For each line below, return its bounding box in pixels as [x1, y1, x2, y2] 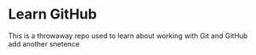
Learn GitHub [8, 5, 97, 23]
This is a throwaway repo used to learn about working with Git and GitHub [8, 31, 248, 40]
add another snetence [8, 39, 80, 48]
